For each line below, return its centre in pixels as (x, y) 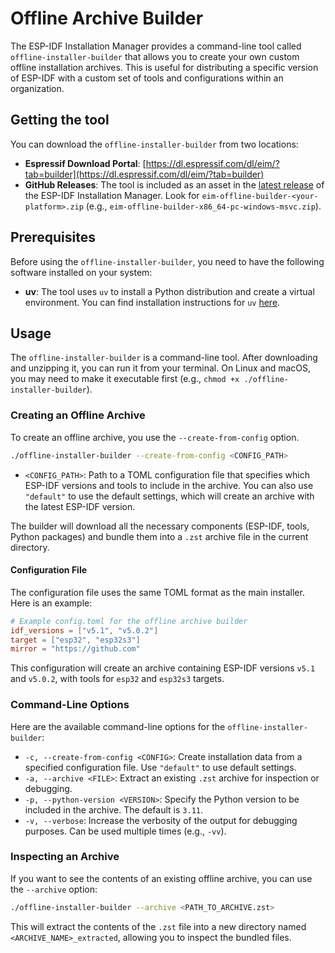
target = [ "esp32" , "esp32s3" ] (75, 640)
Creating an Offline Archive (78, 415)
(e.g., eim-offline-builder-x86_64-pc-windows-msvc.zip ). (203, 206)
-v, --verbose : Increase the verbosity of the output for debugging (161, 820)
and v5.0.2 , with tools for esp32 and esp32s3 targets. (117, 679)
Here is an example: (51, 603)
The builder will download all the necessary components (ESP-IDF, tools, (160, 526)
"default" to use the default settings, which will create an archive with (169, 496)
